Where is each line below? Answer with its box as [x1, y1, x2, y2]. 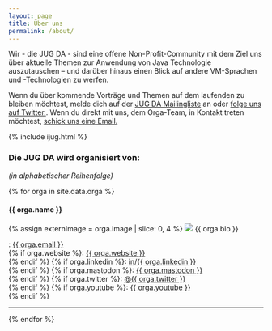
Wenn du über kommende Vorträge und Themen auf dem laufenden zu [8, 91, 245, 100]
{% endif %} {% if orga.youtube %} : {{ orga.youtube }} [8, 282, 191, 292]
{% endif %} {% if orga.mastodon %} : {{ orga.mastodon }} [8, 265, 203, 275]
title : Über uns [8, 19, 63, 28]
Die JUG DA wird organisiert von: [8, 152, 140, 163]
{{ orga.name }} [8, 205, 63, 214]
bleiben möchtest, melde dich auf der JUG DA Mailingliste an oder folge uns [8, 99, 261, 109]
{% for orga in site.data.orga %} [8, 186, 115, 196]
